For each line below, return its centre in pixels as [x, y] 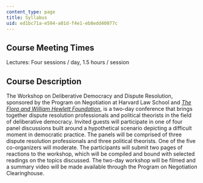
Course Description [44, 82]
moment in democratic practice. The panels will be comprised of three [94, 135]
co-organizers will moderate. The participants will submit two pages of [95, 147]
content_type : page [31, 12]
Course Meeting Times [50, 48]
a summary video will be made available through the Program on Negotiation [102, 167]
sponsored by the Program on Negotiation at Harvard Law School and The [99, 102]
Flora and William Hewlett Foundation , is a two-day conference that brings [99, 109]
